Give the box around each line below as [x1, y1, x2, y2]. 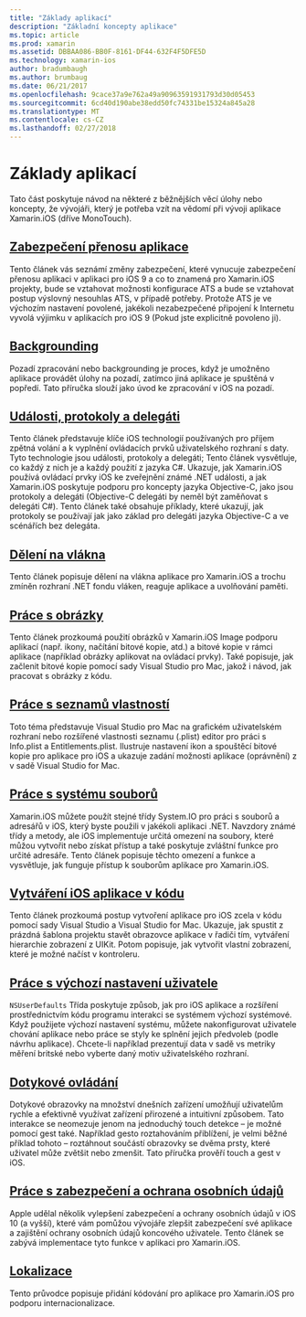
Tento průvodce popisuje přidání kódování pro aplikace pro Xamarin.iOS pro [9, 1288, 295, 1299]
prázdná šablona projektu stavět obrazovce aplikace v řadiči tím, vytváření [9, 929, 290, 940]
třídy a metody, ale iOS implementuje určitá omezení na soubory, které [9, 830, 274, 841]
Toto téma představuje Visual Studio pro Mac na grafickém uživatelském [9, 721, 282, 732]
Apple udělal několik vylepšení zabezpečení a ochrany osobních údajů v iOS [9, 1207, 297, 1218]
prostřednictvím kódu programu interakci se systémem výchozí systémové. [9, 1009, 292, 1020]
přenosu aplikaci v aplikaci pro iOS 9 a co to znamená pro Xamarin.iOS [9, 273, 275, 284]
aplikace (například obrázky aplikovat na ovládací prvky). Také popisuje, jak [9, 651, 294, 662]
